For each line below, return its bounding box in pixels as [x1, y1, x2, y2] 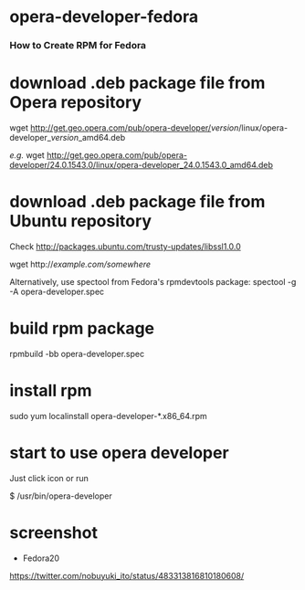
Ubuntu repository [9, 211, 152, 232]
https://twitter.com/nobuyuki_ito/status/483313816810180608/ [9, 570, 245, 581]
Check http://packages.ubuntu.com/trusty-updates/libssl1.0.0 [9, 240, 242, 252]
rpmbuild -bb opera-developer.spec [9, 348, 144, 359]
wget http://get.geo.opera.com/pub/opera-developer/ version [9, 122, 239, 133]
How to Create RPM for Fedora [9, 39, 147, 52]
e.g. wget [9, 150, 46, 161]
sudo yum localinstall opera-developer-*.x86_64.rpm [9, 410, 207, 421]
